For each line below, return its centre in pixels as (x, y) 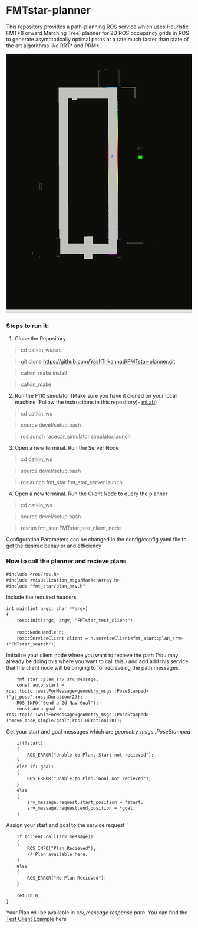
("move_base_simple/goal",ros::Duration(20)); (64, 721)
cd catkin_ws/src (41, 350)
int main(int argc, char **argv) (47, 609)
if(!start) (30, 743)
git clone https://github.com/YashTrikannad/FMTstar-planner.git (98, 362)
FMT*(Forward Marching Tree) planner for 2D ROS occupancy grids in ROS (98, 33)
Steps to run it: (28, 326)
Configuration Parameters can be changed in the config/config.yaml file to (96, 540)
